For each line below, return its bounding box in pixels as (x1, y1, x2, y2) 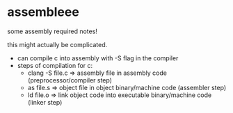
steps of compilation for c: (17, 61, 93, 69)
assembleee (7, 4, 80, 20)
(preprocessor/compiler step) (27, 76, 113, 84)
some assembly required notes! (7, 27, 97, 35)
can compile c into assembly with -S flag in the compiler (17, 53, 179, 62)
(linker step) (27, 98, 63, 106)
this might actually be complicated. (7, 40, 108, 49)
